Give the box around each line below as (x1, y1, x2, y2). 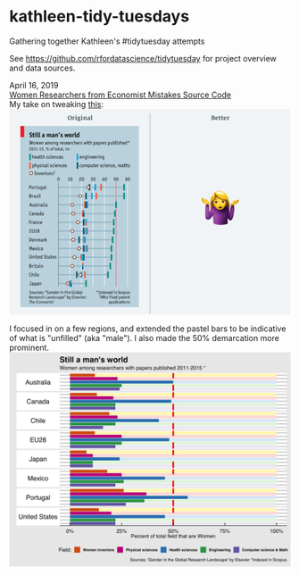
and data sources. (9, 62, 76, 73)
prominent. (9, 342, 49, 354)
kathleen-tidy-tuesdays (9, 6, 190, 27)
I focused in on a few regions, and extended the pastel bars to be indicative (9, 323, 287, 334)
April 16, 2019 (9, 79, 59, 90)
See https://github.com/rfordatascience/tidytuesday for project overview (9, 53, 277, 63)
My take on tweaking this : (9, 98, 104, 109)
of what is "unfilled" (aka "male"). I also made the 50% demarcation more (9, 333, 279, 344)
